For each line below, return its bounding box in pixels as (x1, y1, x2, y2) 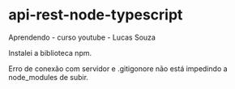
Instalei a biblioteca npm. (8, 48, 92, 57)
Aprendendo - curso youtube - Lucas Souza (8, 32, 156, 42)
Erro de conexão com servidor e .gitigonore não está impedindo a (8, 63, 229, 74)
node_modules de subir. (8, 72, 89, 82)
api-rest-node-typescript (8, 6, 183, 24)
